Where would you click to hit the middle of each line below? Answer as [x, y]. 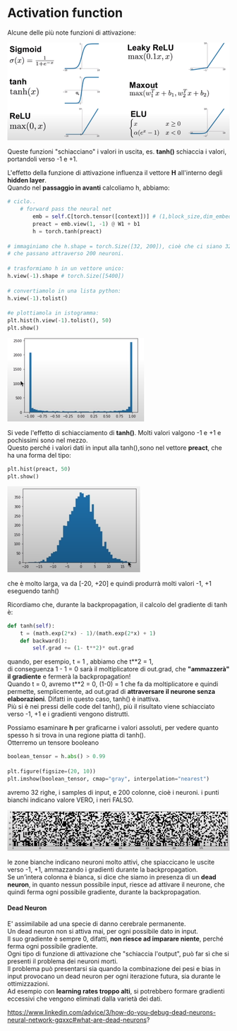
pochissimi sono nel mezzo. [48, 440]
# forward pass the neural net [66, 209]
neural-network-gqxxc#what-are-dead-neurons [77, 1020]
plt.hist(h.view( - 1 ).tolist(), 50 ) [60, 321]
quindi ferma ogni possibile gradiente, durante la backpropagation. [104, 892]
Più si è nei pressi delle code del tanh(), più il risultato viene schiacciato [111, 707]
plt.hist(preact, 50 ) [39, 469]
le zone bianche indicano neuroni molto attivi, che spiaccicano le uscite [111, 862]
